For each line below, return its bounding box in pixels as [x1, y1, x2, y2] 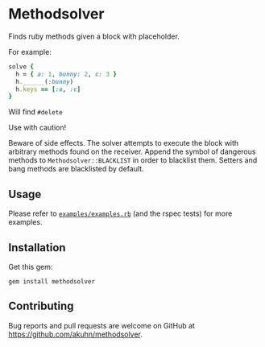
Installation [8, 241, 66, 254]
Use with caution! [8, 122, 67, 133]
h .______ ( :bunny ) [15, 77, 74, 85]
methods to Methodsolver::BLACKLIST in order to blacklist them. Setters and [8, 155, 258, 165]
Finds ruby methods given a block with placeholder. [8, 31, 180, 41]
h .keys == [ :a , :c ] [15, 85, 81, 93]
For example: [8, 47, 52, 56]
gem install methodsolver [8, 277, 95, 286]
